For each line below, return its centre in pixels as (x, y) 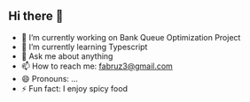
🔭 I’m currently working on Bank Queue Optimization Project (131, 37)
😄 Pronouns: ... (50, 78)
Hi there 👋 (36, 16)
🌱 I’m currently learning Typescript (84, 47)
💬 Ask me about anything (67, 56)
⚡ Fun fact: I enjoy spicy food (74, 88)
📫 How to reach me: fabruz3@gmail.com (97, 66)
